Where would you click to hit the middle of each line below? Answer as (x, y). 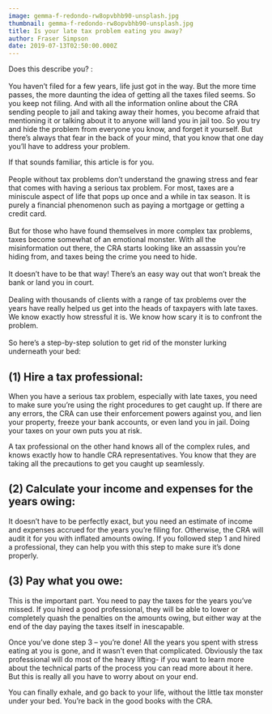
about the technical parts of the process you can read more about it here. (131, 668)
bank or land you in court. (51, 283)
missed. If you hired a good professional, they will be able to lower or (123, 609)
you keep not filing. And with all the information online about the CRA (123, 104)
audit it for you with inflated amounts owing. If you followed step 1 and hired (134, 538)
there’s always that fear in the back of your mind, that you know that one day (136, 138)
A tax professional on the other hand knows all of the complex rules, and (129, 446)
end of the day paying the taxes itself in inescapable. (96, 626)
